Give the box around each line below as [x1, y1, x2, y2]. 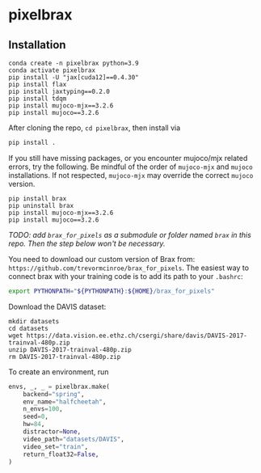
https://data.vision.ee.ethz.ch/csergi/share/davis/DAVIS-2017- [26, 332, 248, 340]
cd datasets [8, 324, 48, 332]
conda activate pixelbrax [8, 66, 95, 74]
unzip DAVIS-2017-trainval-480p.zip [8, 345, 132, 353]
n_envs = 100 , [23, 405, 63, 413]
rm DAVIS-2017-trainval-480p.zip [8, 353, 121, 361]
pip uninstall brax [8, 201, 74, 209]
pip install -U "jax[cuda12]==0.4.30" [8, 74, 139, 82]
